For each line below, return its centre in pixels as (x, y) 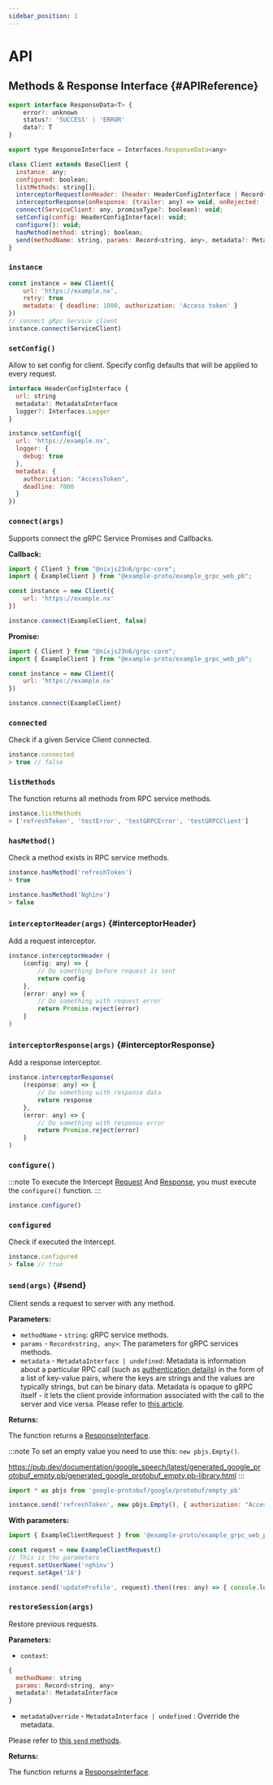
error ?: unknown (51, 112)
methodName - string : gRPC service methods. (94, 1334)
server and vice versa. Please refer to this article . (102, 1404)
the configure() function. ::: (55, 1191)
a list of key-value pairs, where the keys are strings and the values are (137, 1378)
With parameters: (39, 1521)
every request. (33, 374)
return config (61, 978)
